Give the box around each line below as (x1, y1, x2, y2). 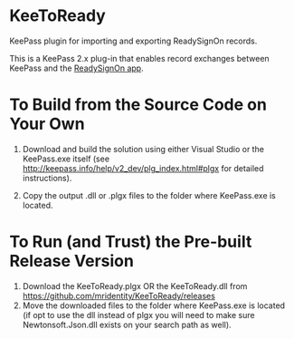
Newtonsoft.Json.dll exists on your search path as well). (22, 319, 232, 330)
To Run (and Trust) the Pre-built (9, 232, 252, 252)
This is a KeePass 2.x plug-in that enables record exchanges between (9, 53, 270, 63)
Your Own (9, 114, 85, 134)
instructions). (22, 172, 72, 183)
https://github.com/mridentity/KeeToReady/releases (22, 290, 215, 301)
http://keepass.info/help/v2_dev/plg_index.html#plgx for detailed (22, 162, 264, 173)
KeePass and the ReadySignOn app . (9, 63, 144, 73)
